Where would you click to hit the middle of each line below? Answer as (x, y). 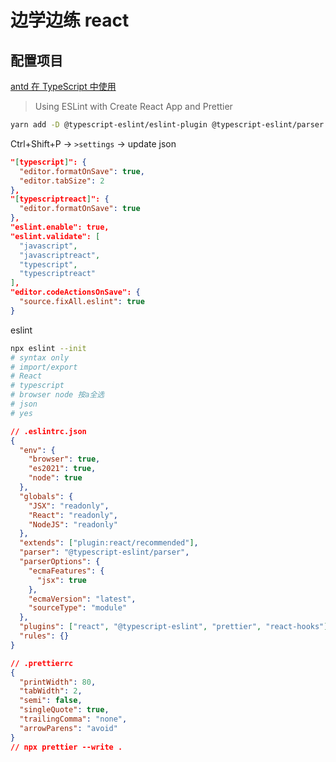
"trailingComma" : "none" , (73, 719)
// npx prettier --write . (66, 747)
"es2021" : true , (62, 469)
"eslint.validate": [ (55, 236)
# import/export (44, 367)
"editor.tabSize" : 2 (62, 181)
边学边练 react (70, 20)
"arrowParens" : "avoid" (68, 728)
